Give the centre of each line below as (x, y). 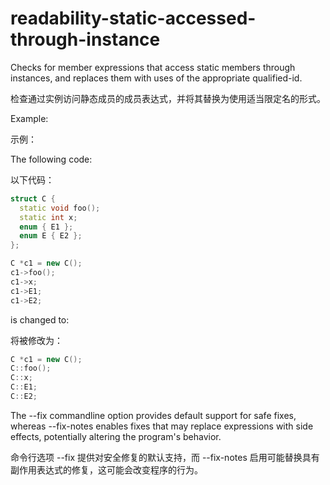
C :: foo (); (31, 368)
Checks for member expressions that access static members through (153, 67)
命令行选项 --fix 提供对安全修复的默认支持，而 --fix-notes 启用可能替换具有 (165, 457)
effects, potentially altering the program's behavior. (116, 436)
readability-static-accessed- (133, 18)
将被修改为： (36, 340)
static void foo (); (60, 208)
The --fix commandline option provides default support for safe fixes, (153, 415)
